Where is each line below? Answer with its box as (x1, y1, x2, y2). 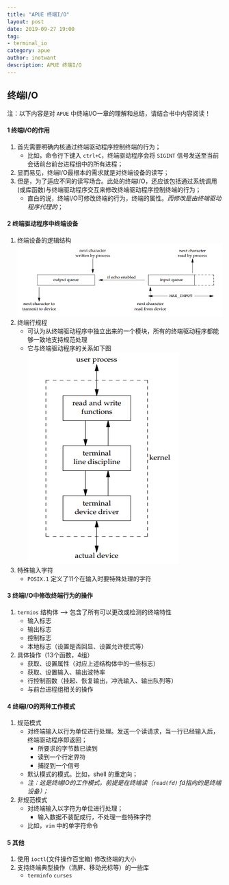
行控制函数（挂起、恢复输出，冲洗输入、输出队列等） (27, 676, 178, 685)
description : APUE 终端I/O (7, 62, 82, 69)
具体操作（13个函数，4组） (16, 651, 94, 659)
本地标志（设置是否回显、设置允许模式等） (27, 642, 148, 651)
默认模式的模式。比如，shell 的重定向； (27, 770, 139, 778)
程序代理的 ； (27, 202, 64, 210)
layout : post (7, 18, 44, 25)
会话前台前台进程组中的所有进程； (27, 160, 124, 168)
